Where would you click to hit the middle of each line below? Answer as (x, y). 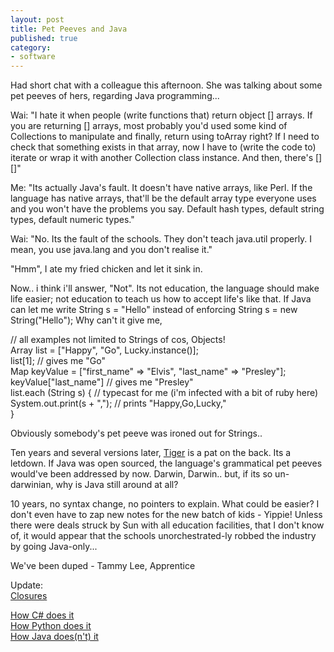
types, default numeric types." (72, 220)
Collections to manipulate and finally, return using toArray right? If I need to (165, 137)
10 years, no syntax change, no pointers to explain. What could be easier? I (165, 504)
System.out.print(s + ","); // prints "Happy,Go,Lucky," (118, 403)
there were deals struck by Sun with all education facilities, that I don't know (167, 525)
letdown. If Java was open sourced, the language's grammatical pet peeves (166, 463)
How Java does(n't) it (54, 637)
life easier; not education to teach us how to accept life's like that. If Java (161, 299)
